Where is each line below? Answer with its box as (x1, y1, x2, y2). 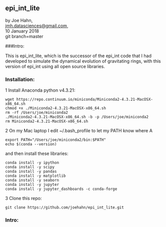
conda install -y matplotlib (5, 173, 66, 178)
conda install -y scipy (5, 165, 55, 170)
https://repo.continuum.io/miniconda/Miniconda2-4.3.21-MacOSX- (16, 97, 153, 102)
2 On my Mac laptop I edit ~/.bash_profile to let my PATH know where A (5, 128, 152, 134)
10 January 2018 (5, 28, 39, 34)
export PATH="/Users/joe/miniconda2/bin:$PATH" (5, 137, 106, 142)
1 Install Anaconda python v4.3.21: (5, 87, 75, 93)
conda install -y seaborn (5, 178, 59, 183)
